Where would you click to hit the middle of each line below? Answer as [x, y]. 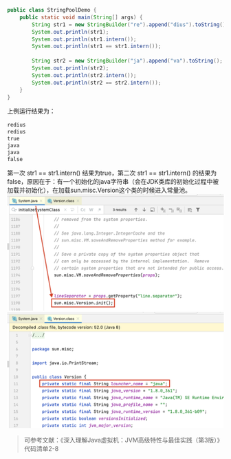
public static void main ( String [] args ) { [81, 17]
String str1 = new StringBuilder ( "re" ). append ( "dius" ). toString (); [130, 24]
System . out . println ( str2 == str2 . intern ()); [97, 83]
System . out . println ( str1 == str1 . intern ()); [97, 46]
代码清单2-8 [41, 448]
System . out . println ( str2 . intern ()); [84, 75]
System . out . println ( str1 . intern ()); [84, 39]
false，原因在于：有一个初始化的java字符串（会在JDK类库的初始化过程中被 [113, 182]
